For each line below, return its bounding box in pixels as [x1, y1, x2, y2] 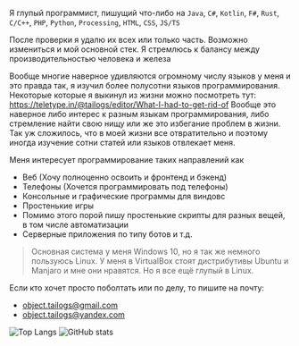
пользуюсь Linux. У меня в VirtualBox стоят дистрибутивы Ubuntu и [30, 256, 289, 266]
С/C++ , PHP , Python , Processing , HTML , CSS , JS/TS [9, 17, 180, 28]
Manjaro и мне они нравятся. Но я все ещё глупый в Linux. [30, 266, 254, 275]
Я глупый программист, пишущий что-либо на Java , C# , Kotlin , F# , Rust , [9, 8, 279, 18]
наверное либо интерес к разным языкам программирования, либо [9, 109, 270, 119]
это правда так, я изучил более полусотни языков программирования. [9, 80, 280, 90]
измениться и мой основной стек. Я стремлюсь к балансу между [9, 44, 261, 55]
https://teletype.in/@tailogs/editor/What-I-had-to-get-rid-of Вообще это [9, 99, 277, 110]
